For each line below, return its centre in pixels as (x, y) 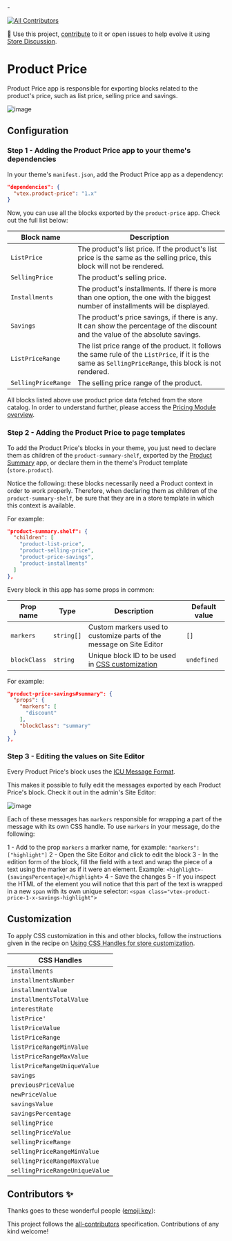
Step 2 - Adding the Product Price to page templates (96, 433)
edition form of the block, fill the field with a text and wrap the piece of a (110, 861)
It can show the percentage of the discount (147, 326)
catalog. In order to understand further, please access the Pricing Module (112, 407)
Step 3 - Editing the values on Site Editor (76, 756)
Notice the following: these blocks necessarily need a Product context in (110, 483)
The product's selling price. (122, 278)
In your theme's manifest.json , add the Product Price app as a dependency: (116, 174)
